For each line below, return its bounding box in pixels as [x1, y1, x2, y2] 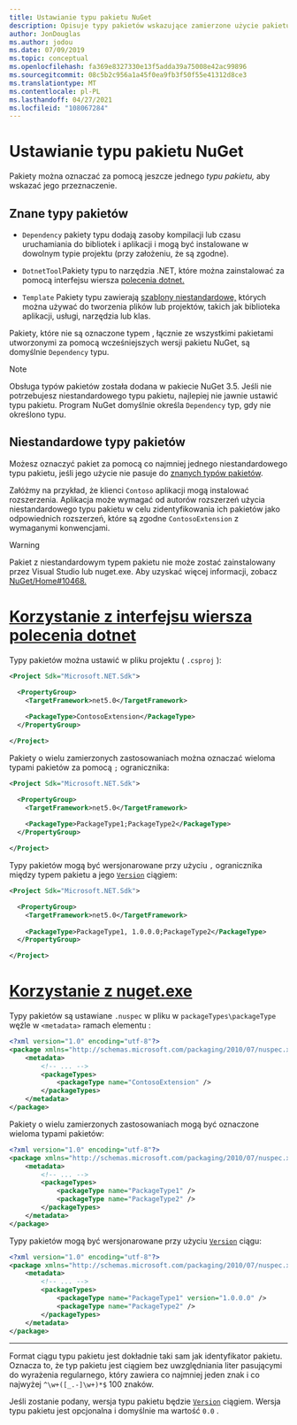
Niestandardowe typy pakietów [9, 435, 186, 450]
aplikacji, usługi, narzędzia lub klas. [21, 311, 151, 321]
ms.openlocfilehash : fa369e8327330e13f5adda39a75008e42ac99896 [9, 63, 247, 72]
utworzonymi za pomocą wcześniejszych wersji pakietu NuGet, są [9, 337, 250, 348]
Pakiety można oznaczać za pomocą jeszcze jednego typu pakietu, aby [9, 171, 270, 181]
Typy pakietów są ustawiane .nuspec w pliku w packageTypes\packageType [9, 1011, 277, 1021]
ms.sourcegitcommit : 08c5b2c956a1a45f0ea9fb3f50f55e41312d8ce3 [9, 71, 247, 80]
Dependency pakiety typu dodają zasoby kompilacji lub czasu [21, 229, 241, 240]
